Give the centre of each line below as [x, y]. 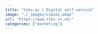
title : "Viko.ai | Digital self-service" [50, 10]
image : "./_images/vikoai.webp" [39, 14]
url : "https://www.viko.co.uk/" [39, 19]
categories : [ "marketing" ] [34, 24]
